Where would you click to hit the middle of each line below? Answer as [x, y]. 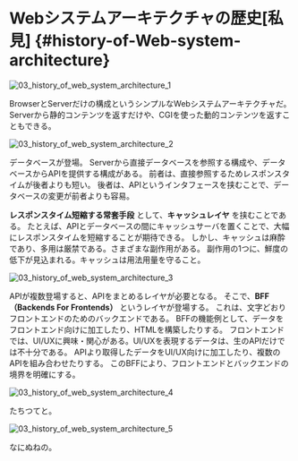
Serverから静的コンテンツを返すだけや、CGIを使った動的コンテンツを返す [146, 115]
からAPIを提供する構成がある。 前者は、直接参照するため [138, 173]
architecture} [60, 60]
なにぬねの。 [33, 447]
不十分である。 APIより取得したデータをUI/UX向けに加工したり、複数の [149, 352]
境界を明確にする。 [45, 374]
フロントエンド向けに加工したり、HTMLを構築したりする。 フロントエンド [147, 329]
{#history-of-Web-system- [138, 41]
